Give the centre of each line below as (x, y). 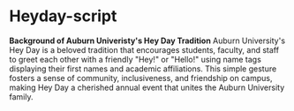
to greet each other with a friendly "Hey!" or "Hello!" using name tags (136, 59)
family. (21, 96)
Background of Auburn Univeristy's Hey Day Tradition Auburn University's (147, 41)
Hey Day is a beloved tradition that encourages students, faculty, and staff (144, 49)
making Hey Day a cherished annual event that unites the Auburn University (147, 87)
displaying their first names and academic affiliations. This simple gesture (143, 69)
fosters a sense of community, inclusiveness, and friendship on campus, (141, 78)
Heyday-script (63, 16)
